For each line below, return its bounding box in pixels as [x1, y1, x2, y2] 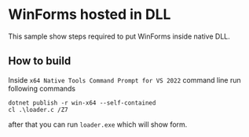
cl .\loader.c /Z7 [8, 106, 68, 113]
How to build [8, 54, 71, 68]
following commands [8, 83, 76, 93]
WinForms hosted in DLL [8, 6, 171, 24]
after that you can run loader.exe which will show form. [8, 120, 188, 129]
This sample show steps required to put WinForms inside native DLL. [8, 31, 230, 41]
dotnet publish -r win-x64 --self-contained [8, 98, 156, 107]
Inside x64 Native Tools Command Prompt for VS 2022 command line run [8, 75, 241, 84]
